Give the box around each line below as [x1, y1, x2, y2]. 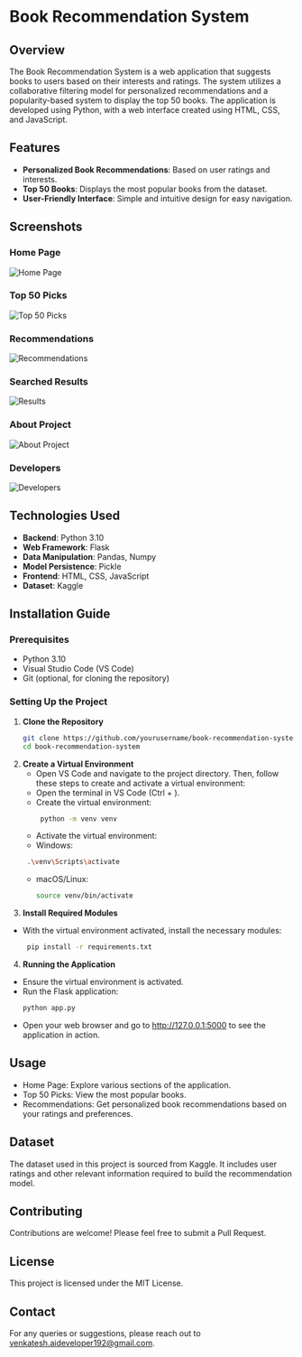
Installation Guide [9, 607, 111, 622]
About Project [9, 418, 72, 431]
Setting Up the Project [9, 695, 108, 708]
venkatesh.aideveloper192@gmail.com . [9, 1337, 155, 1348]
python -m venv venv [40, 814, 117, 823]
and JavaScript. [9, 115, 68, 125]
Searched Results [9, 376, 88, 388]
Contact [9, 1304, 56, 1319]
